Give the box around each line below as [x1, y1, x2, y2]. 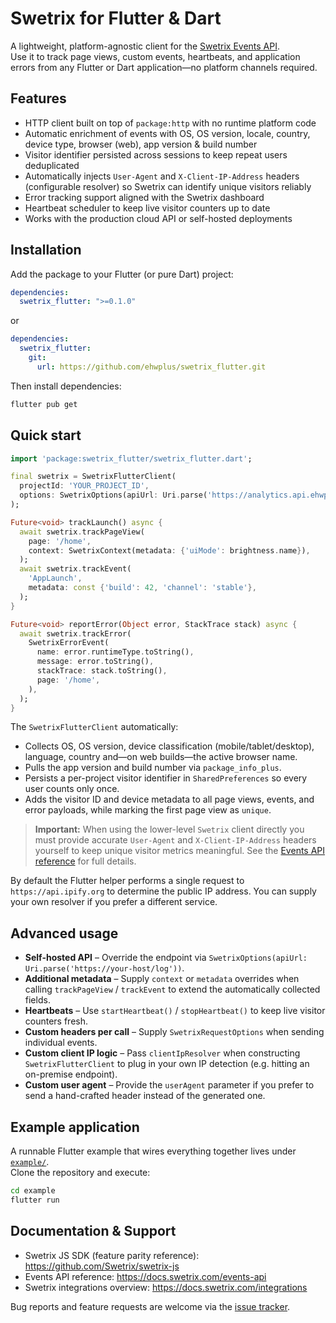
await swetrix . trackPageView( [19, 527, 145, 537]
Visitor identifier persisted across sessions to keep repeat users [24, 148, 288, 161]
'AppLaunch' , [28, 573, 83, 584]
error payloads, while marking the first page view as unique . [24, 804, 272, 816]
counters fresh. [24, 1015, 89, 1027]
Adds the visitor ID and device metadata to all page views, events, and [24, 793, 315, 806]
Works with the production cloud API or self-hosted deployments [24, 212, 293, 224]
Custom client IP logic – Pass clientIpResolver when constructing [24, 1047, 301, 1059]
